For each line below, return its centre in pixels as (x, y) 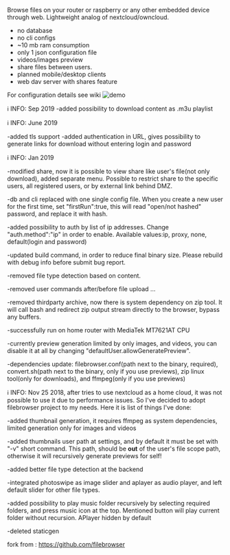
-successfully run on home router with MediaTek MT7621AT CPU (99, 330)
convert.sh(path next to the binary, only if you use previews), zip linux (106, 371)
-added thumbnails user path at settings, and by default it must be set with (113, 441)
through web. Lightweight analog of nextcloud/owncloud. (88, 17)
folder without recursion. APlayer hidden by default (79, 518)
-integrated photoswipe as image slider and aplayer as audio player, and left (114, 483)
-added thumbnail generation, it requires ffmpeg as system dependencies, (112, 421)
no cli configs (36, 38)
